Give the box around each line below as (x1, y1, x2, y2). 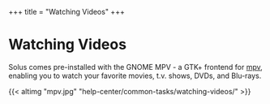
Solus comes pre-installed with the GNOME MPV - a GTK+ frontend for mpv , (8, 62, 264, 71)
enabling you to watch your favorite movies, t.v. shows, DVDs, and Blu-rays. (8, 71, 262, 80)
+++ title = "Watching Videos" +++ (8, 7, 126, 16)
